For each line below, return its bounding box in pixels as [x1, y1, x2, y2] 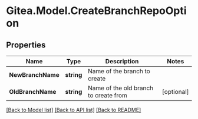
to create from [88, 91, 128, 99]
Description [105, 57, 139, 65]
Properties [6, 40, 46, 50]
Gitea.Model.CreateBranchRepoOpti [6, 4, 187, 18]
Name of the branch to [88, 67, 150, 75]
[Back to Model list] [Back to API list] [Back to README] [6, 107, 141, 113]
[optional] [161, 88, 189, 96]
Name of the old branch [88, 84, 154, 92]
